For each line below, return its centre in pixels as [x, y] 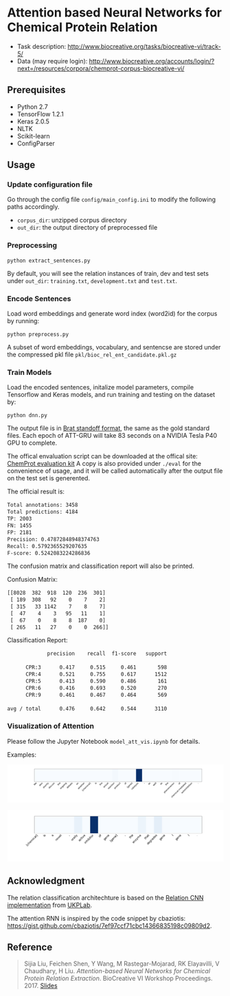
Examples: [22, 754]
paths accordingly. [33, 207]
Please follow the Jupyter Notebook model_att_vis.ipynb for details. [104, 741]
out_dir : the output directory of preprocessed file [87, 227]
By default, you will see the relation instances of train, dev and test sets [108, 273]
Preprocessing [32, 245]
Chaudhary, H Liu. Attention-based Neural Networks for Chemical [117, 971]
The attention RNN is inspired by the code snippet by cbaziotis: [96, 918]
